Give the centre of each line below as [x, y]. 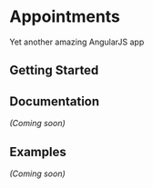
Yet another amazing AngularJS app [77, 42]
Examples [38, 152]
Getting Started [54, 70]
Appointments [65, 17]
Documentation [55, 101]
